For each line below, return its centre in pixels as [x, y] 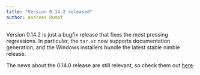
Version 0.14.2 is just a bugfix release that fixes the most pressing [87, 34]
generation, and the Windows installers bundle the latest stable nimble [93, 47]
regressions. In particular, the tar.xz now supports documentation [88, 41]
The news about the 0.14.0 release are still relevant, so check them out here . [101, 65]
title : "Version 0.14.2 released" [50, 12]
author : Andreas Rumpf [35, 17]
